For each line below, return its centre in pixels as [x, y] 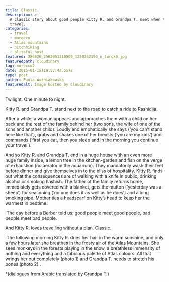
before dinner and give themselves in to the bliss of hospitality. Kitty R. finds [84, 171]
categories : [18, 29]
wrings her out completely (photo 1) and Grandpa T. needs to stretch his [80, 259]
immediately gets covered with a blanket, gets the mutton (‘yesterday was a [83, 187]
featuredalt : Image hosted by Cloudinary [49, 84]
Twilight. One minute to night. [36, 99]
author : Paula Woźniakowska [35, 80]
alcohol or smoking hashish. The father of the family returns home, [74, 181]
